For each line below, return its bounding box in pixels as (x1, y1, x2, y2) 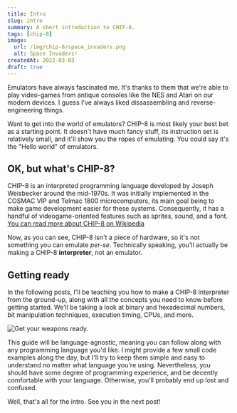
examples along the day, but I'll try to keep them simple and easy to (7, 353, 205, 362)
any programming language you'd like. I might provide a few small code (7, 346, 217, 355)
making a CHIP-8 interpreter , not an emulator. (7, 249, 143, 257)
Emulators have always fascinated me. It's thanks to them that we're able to (7, 83, 229, 91)
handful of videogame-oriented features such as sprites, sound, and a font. (7, 211, 228, 221)
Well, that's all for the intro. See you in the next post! (7, 397, 161, 406)
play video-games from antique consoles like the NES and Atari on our (7, 90, 214, 99)
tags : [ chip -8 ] (7, 30, 53, 38)
